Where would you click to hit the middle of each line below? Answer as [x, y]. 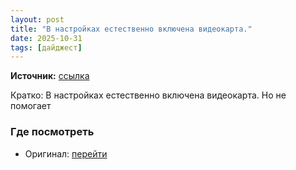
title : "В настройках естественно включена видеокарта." [131, 29]
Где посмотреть [52, 132]
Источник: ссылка [50, 76]
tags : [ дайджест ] [46, 47]
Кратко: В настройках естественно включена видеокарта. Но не [148, 95]
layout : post [37, 19]
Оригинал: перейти [66, 153]
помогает [31, 106]
